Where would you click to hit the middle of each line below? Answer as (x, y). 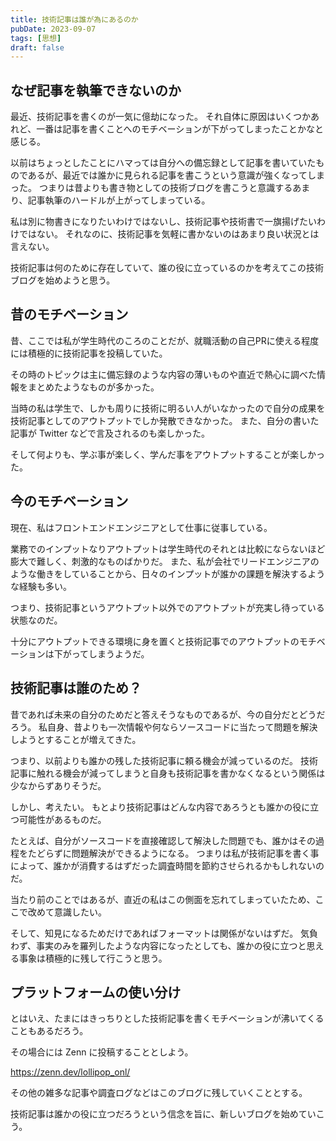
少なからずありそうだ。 (58, 785)
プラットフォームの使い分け (96, 992)
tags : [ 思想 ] (36, 38)
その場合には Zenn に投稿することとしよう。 (102, 1052)
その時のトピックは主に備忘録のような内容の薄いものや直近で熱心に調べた (163, 374)
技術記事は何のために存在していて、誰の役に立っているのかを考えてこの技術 (167, 268)
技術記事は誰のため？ (76, 688)
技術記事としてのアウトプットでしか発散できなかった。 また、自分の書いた (165, 420)
